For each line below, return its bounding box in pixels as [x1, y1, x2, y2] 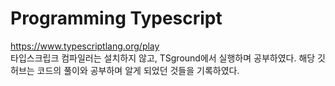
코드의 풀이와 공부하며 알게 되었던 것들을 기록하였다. [36, 64, 240, 76]
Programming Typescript [10, 7, 223, 30]
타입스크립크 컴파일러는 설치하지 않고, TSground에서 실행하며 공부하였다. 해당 [10, 52, 316, 64]
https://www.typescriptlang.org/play [10, 40, 160, 52]
